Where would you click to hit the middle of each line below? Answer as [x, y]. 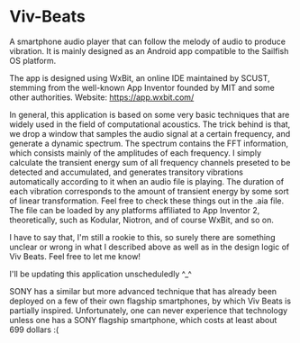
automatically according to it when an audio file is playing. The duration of [147, 181]
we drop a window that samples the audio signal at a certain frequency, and [150, 133]
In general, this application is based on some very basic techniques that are [150, 114]
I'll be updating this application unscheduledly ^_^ [100, 274]
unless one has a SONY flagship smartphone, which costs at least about [143, 320]
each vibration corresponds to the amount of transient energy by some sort [150, 191]
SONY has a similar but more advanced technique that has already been [143, 291]
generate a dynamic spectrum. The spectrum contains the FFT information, [149, 143]
